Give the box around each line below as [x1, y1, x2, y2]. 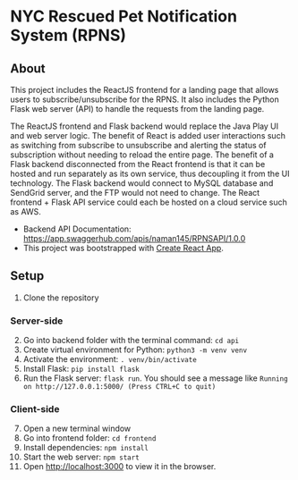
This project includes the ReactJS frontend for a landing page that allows [10, 85, 279, 95]
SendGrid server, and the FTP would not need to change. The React [10, 188, 260, 198]
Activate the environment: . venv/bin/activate [22, 354, 198, 365]
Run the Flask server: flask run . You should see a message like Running [22, 373, 289, 383]
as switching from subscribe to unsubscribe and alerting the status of [10, 140, 267, 150]
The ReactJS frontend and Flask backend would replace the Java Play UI [10, 121, 279, 131]
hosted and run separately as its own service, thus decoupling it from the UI [10, 168, 290, 179]
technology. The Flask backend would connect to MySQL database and [10, 178, 274, 189]
